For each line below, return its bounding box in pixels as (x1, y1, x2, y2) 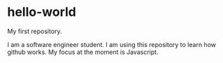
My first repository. (7, 27, 62, 35)
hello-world (7, 4, 77, 20)
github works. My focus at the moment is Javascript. (7, 48, 159, 56)
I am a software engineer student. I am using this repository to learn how (7, 40, 217, 48)
